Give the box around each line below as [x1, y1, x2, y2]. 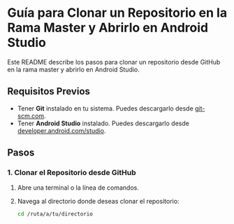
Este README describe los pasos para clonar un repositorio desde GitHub [7, 57, 221, 66]
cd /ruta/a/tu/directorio [17, 211, 93, 218]
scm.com [17, 111, 45, 120]
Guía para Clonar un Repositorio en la [7, 5, 228, 21]
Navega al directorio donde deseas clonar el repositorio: [17, 197, 180, 206]
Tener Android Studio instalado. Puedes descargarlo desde [17, 119, 190, 127]
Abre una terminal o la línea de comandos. [17, 183, 140, 192]
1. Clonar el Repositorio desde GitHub [7, 168, 136, 178]
